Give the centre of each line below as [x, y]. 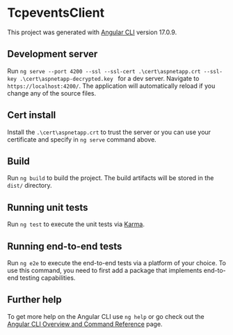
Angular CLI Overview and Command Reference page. [85, 324]
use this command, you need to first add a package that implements [105, 270]
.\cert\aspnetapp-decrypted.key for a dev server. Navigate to [110, 78]
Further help [35, 300]
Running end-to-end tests [65, 246]
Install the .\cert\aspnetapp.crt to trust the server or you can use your [109, 132]
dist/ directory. [30, 186]
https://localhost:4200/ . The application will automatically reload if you [111, 86]
